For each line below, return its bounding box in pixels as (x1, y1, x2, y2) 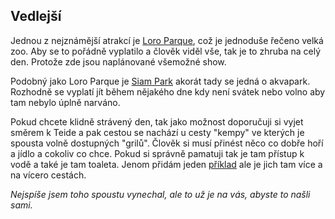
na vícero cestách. (10, 169, 87, 181)
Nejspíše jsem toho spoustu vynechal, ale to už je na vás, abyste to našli (10, 188, 311, 200)
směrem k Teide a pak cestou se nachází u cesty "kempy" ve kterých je (10, 126, 305, 138)
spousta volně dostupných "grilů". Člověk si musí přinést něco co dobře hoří (10, 137, 324, 149)
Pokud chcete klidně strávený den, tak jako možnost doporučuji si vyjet (10, 115, 304, 128)
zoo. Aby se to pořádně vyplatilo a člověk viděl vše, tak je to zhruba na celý (10, 45, 322, 57)
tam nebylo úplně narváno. (10, 96, 121, 108)
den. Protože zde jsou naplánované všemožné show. (10, 55, 227, 68)
